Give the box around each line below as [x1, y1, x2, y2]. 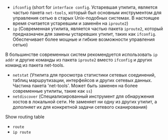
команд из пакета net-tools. [5, 62, 65, 68]
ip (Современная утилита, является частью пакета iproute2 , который [12, 26, 163, 32]
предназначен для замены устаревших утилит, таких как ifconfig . [12, 31, 156, 37]
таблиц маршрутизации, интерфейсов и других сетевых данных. [12, 78, 152, 83]
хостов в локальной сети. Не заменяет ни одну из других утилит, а [12, 99, 157, 105]
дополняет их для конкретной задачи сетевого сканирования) [12, 104, 148, 110]
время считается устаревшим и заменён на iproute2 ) [12, 20, 129, 26]
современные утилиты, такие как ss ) [12, 88, 92, 94]
